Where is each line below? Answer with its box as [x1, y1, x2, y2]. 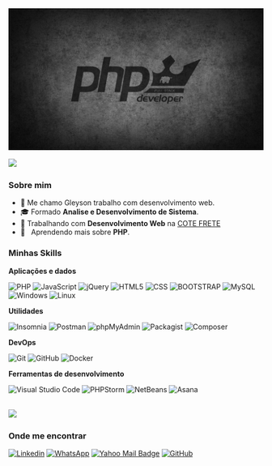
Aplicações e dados [8, 266, 77, 276]
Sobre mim [8, 179, 53, 190]
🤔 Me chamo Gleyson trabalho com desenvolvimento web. [19, 198, 215, 207]
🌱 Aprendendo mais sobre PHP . [19, 227, 130, 237]
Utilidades [8, 306, 44, 315]
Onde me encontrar [8, 430, 87, 441]
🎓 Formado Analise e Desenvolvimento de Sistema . [19, 207, 199, 217]
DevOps [8, 337, 36, 347]
